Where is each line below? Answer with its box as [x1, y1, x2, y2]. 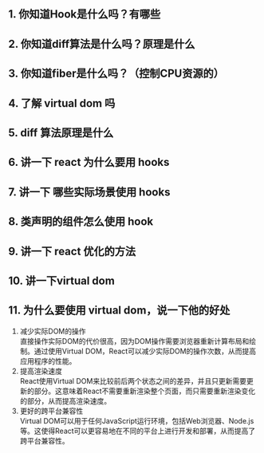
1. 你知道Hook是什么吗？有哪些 [8, 7, 161, 22]
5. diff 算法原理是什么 [8, 126, 114, 140]
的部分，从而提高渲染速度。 [19, 396, 112, 405]
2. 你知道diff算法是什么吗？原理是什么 [8, 37, 195, 50]
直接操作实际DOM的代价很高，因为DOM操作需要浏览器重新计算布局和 [19, 336, 250, 345]
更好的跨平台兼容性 [19, 406, 84, 416]
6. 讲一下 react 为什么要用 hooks [8, 156, 170, 169]
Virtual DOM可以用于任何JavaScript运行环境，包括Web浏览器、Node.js [19, 416, 254, 425]
